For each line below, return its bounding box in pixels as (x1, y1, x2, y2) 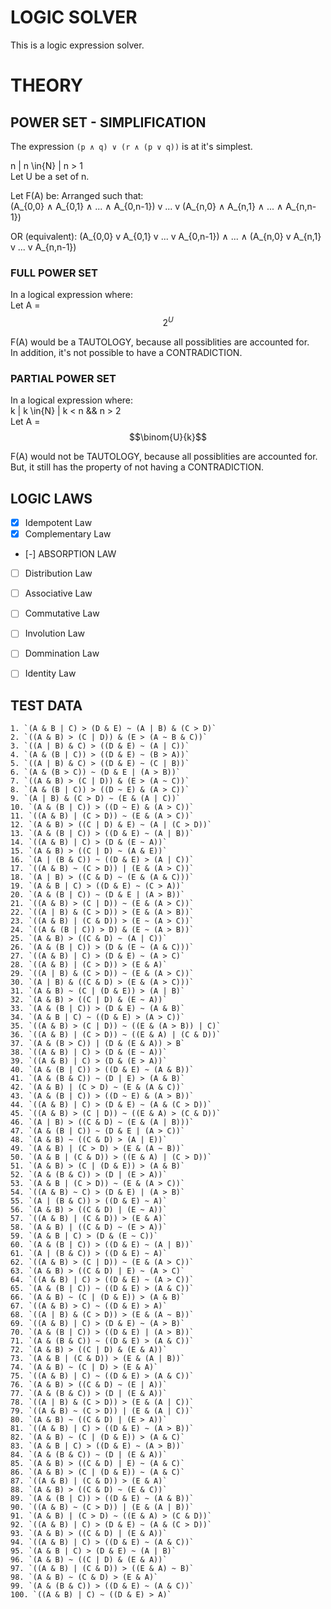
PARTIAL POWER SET (10, 371, 117, 385)
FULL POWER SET (10, 266, 98, 280)
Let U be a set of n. (10, 170, 90, 182)
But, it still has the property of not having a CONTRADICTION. (10, 461, 265, 473)
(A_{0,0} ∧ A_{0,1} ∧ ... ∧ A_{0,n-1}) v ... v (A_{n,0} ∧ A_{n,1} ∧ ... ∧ (10, 200, 284, 212)
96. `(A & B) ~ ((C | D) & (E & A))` (10, 1555, 168, 1565)
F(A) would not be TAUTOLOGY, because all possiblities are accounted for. (10, 451, 318, 463)
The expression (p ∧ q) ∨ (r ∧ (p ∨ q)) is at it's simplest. (10, 140, 253, 152)
